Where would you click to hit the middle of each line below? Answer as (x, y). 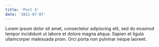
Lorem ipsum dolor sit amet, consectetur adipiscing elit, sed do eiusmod (80, 28)
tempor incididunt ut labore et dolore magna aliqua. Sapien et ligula (74, 34)
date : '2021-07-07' (26, 14)
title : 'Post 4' (22, 10)
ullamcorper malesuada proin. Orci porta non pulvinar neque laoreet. (76, 39)
